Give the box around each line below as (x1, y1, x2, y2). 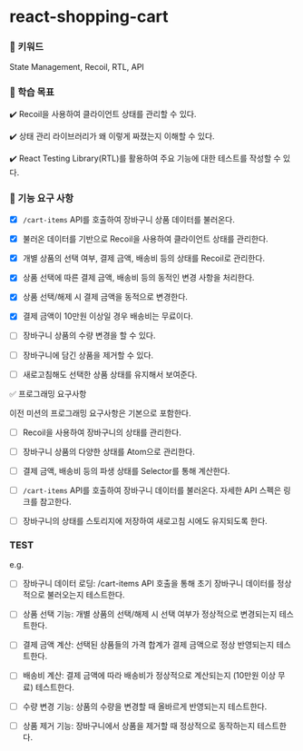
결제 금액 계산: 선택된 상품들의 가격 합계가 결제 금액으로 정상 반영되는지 (22, 639, 275, 650)
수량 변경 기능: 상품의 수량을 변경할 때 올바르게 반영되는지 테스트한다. (22, 701, 268, 712)
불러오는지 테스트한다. (46, 589, 125, 600)
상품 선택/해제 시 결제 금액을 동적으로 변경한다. (22, 292, 189, 302)
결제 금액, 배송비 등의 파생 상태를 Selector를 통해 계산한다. (22, 465, 230, 476)
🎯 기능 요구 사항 (9, 192, 74, 204)
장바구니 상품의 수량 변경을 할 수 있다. (22, 330, 156, 341)
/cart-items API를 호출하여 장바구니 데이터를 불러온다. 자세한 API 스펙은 (22, 484, 282, 496)
